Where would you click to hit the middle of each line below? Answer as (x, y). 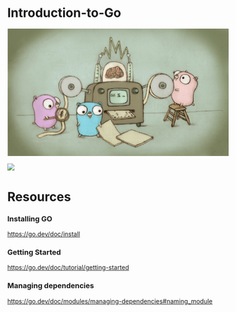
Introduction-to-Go (64, 13)
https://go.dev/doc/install (44, 234)
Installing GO (30, 219)
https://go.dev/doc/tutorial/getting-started (68, 268)
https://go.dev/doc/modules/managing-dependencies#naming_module (110, 301)
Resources (39, 196)
